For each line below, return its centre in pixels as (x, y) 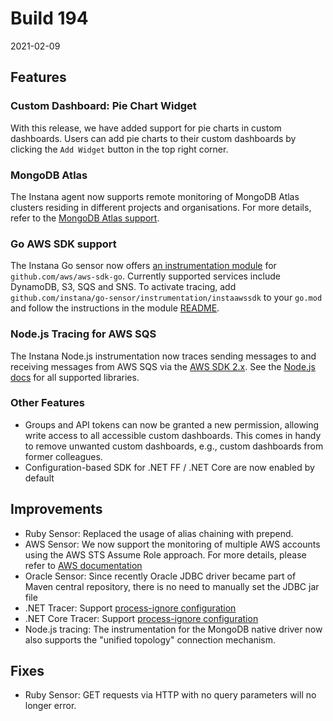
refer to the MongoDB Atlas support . (85, 218)
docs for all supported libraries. (75, 377)
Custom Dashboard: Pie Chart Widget (103, 106)
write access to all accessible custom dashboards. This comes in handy (173, 435)
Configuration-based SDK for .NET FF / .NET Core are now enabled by (169, 467)
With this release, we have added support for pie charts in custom (146, 128)
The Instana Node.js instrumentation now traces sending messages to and (163, 356)
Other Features (47, 403)
